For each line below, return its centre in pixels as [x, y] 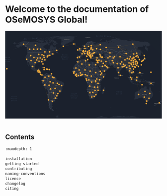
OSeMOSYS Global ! [46, 20]
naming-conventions [25, 174]
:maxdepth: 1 [19, 149]
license [13, 179]
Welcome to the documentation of [77, 9]
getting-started [22, 164]
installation [19, 159]
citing [12, 189]
